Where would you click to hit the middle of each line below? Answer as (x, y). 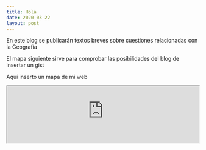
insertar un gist (25, 65)
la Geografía (22, 47)
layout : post (23, 23)
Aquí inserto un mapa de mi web (47, 77)
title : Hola (21, 12)
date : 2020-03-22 (28, 18)
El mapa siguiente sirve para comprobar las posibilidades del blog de (93, 59)
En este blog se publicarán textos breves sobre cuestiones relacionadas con (102, 41)
